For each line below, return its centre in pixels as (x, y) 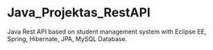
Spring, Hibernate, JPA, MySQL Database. (67, 38)
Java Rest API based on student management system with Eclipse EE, (107, 32)
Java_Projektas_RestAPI (79, 13)
